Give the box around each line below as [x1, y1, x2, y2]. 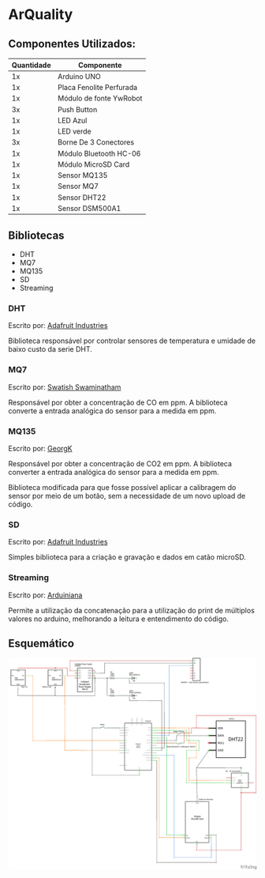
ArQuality [8, 6, 73, 24]
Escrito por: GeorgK [8, 443, 73, 453]
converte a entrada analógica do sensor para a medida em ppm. [8, 405, 217, 416]
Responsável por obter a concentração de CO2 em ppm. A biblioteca [8, 458, 233, 468]
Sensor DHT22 [58, 192, 106, 202]
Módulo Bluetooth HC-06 [58, 149, 141, 158]
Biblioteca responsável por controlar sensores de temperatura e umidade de [8, 336, 256, 345]
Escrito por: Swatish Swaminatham [8, 382, 121, 392]
